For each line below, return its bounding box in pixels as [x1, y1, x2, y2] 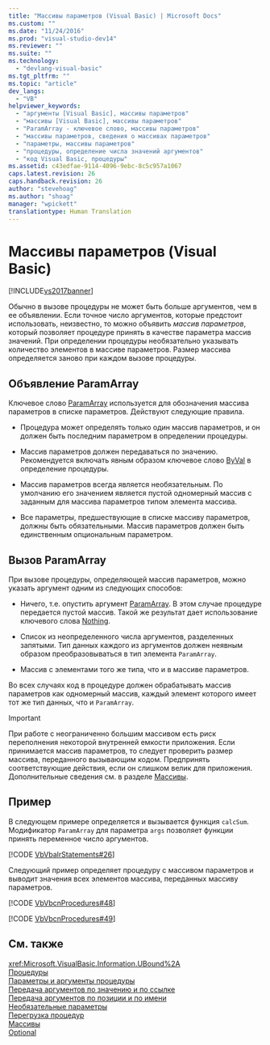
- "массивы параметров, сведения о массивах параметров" [15, 132, 211, 140]
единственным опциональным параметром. [19, 530, 173, 539]
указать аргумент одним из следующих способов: [8, 583, 183, 593]
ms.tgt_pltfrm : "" [8, 72, 70, 80]
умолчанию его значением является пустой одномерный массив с [19, 489, 252, 498]
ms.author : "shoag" [8, 192, 74, 201]
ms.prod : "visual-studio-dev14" [8, 34, 117, 43]
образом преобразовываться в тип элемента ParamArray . [19, 649, 218, 658]
